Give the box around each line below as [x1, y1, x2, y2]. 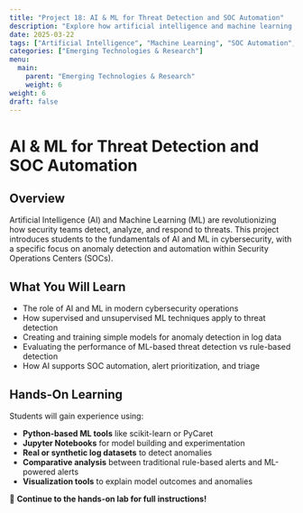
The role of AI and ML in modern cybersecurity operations [22, 303, 239, 314]
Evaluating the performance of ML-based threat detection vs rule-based [22, 342, 291, 353]
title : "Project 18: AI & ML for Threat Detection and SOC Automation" [9, 13, 284, 23]
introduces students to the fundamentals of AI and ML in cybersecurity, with [9, 234, 292, 244]
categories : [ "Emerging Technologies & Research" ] [9, 47, 204, 56]
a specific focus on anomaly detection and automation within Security [9, 243, 269, 254]
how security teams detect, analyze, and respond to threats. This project [9, 224, 280, 235]
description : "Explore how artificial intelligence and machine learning [9, 22, 293, 31]
